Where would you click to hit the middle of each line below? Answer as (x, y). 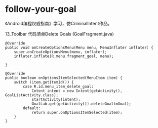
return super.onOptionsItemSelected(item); (77, 112)
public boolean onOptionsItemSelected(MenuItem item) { (64, 78)
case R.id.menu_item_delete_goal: (58, 86)
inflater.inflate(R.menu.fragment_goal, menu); (64, 56)
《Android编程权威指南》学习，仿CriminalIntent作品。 (59, 23)
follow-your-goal (41, 9)
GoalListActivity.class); (32, 95)
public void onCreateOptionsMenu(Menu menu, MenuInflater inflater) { (79, 47)
